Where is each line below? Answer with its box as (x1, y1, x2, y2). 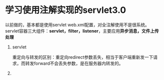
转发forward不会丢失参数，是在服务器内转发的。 (25, 60, 124, 66)
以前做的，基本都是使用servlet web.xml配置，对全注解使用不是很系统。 (5, 22, 150, 28)
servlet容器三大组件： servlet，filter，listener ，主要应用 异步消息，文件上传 (5, 28, 159, 34)
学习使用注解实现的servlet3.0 (5, 4, 127, 16)
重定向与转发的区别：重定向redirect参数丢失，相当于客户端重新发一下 (12, 54, 154, 60)
